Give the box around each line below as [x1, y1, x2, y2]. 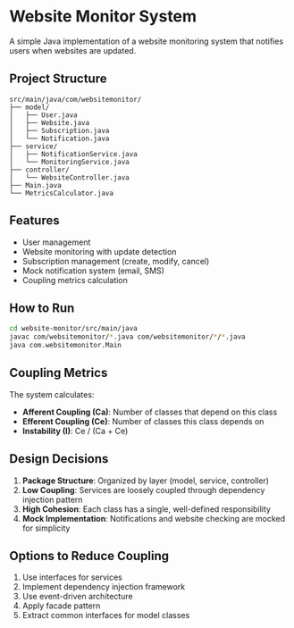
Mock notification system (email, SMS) [21, 265, 165, 276]
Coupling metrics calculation [21, 274, 128, 285]
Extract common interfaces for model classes [21, 610, 190, 621]
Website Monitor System [9, 6, 197, 27]
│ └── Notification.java [9, 134, 110, 143]
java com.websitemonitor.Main [9, 341, 122, 350]
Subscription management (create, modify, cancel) [21, 255, 210, 266]
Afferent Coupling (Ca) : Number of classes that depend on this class [21, 406, 278, 417]
